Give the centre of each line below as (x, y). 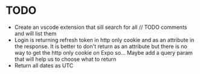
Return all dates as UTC (44, 65)
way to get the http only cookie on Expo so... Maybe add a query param (103, 52)
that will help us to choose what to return (65, 59)
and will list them (35, 33)
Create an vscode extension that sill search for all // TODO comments (101, 27)
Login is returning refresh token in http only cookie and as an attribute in (104, 40)
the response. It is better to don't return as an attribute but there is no (101, 46)
